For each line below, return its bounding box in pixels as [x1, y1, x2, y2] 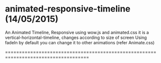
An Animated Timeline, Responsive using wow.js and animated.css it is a [5, 29, 149, 35]
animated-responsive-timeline [5, 3, 131, 14]
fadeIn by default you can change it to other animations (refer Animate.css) [5, 39, 155, 45]
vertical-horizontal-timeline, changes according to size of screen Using [5, 35, 147, 40]
